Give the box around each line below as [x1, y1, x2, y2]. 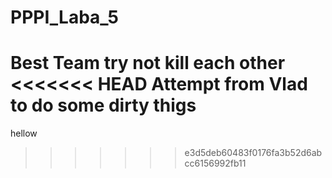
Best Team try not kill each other [10, 52, 286, 75]
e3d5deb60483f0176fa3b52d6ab [184, 147, 323, 159]
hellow [10, 127, 38, 140]
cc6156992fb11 [184, 157, 247, 170]
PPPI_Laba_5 [10, 6, 119, 29]
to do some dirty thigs [10, 94, 197, 117]
